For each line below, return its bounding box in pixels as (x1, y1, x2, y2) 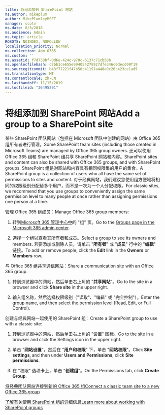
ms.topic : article (5, 35, 43, 40)
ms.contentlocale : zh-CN (5, 76, 56, 81)
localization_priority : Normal (5, 44, 69, 49)
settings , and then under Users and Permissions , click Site (12, 352, 134, 358)
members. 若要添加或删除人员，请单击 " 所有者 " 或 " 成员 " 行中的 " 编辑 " (12, 241, 156, 247)
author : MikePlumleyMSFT (5, 16, 56, 21)
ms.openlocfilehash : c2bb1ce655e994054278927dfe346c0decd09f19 (5, 62, 138, 67)
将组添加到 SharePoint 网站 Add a (5, 108, 140, 119)
